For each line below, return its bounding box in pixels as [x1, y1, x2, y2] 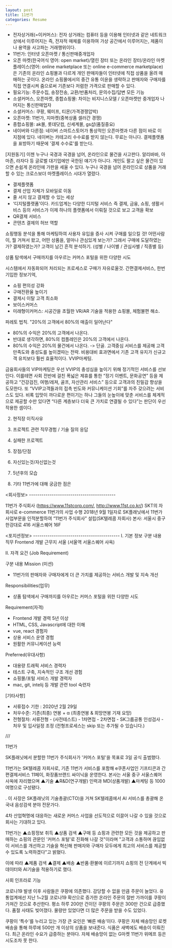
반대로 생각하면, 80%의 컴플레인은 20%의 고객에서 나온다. [12, 336, 130, 342]
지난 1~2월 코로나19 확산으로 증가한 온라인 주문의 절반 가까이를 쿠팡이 [27, 894, 166, 901]
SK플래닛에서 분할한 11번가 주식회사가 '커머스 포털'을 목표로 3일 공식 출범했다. [5, 755, 161, 761]
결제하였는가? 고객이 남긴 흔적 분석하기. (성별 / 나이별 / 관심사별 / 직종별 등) [12, 244, 164, 250]
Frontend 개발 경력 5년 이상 [12, 615, 69, 621]
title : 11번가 [5, 12, 33, 17]
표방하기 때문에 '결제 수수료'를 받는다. [18, 140, 94, 146]
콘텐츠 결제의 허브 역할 [12, 220, 58, 226]
